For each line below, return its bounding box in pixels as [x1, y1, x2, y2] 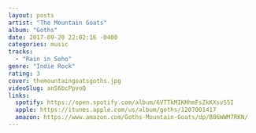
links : [8, 92, 30, 99]
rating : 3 [8, 70, 41, 77]
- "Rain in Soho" [15, 56, 72, 63]
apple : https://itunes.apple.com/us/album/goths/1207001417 [15, 106, 217, 114]
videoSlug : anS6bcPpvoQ [8, 84, 87, 92]
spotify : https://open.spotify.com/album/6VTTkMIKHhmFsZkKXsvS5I [15, 99, 235, 106]
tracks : [8, 48, 34, 56]
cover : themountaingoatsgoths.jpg [8, 77, 122, 84]
